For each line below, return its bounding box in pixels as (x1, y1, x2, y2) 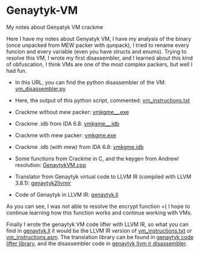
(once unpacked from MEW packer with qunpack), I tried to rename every (6, 41, 190, 49)
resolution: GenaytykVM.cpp (14, 161, 86, 168)
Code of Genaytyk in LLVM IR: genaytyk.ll (14, 191, 119, 198)
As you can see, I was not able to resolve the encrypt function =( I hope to (6, 203, 190, 210)
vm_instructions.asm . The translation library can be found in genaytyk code (6, 233, 194, 240)
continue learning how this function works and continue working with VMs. (6, 209, 192, 216)
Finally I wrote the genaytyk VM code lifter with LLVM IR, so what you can (6, 221, 189, 228)
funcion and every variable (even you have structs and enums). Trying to (6, 47, 187, 55)
